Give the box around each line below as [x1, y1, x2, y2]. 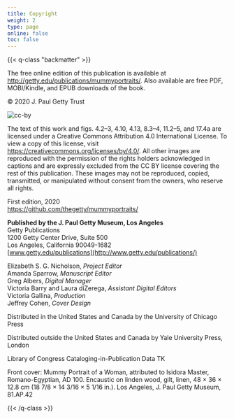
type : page [7, 23, 39, 30]
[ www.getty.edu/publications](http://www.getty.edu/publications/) [7, 248, 198, 257]
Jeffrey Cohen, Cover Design [7, 299, 92, 308]
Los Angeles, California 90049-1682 [7, 241, 112, 249]
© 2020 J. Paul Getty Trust [7, 97, 85, 106]
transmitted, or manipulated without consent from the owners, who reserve [7, 176, 224, 185]
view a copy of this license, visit [7, 139, 99, 148]
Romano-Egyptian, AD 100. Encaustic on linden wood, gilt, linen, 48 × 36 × [7, 376, 222, 384]
